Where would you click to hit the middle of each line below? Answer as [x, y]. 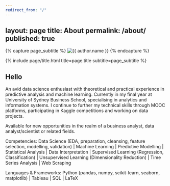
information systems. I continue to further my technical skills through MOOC [85, 105]
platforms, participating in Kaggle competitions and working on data [77, 111]
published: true [30, 39]
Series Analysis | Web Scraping [38, 163]
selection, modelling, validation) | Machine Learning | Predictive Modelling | [84, 147]
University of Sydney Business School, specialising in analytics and [76, 100]
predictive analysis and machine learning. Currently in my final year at [79, 94]
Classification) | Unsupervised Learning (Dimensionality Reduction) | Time [83, 157]
